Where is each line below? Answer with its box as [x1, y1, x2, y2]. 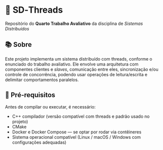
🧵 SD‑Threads [5, 4, 63, 16]
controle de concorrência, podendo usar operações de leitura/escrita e [5, 71, 147, 77]
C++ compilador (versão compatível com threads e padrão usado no [12, 113, 150, 119]
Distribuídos [5, 25, 29, 31]
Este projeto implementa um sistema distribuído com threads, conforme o [5, 56, 152, 62]
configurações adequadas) [12, 139, 67, 145]
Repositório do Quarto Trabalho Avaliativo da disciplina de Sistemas [5, 21, 143, 26]
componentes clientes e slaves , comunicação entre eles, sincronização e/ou [5, 66, 159, 72]
